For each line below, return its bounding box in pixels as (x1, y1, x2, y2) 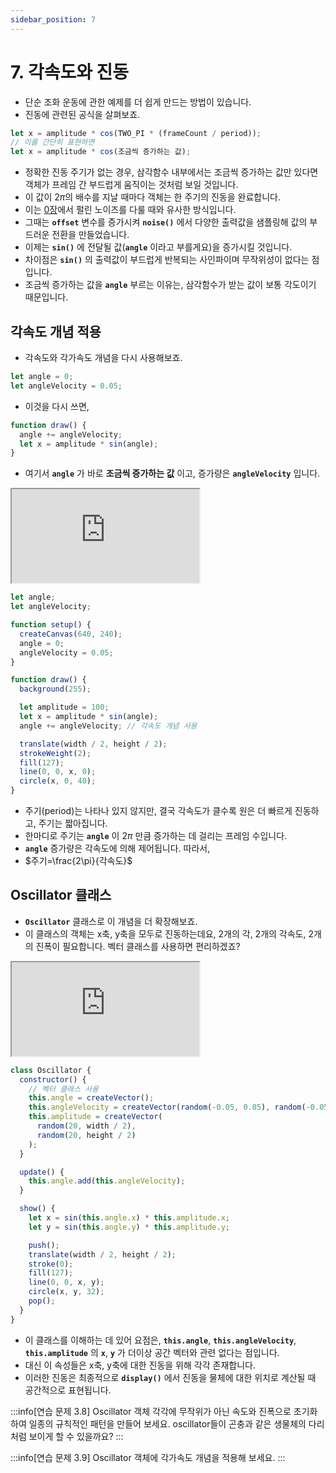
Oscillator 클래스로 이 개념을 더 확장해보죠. (24, 915, 198, 927)
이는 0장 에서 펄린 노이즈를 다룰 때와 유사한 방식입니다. (24, 204, 237, 216)
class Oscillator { (10, 1065, 92, 1075)
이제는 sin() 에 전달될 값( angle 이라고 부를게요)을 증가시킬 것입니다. (24, 241, 293, 253)
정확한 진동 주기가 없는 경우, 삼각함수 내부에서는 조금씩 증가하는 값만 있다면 (24, 166, 319, 178)
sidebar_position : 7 (10, 14, 97, 25)
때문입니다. (24, 291, 69, 303)
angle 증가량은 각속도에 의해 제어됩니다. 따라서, (24, 842, 211, 854)
